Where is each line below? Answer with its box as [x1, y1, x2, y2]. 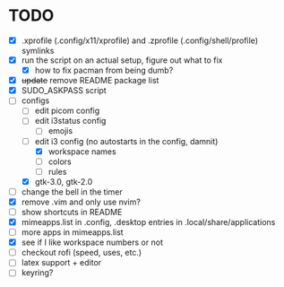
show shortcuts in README [21, 206, 123, 217]
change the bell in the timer [21, 186, 123, 197]
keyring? [21, 267, 54, 278]
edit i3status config [34, 116, 107, 126]
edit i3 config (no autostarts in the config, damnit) [34, 135, 219, 146]
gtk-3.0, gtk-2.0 [34, 176, 93, 187]
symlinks [21, 46, 55, 56]
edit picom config [34, 105, 100, 117]
